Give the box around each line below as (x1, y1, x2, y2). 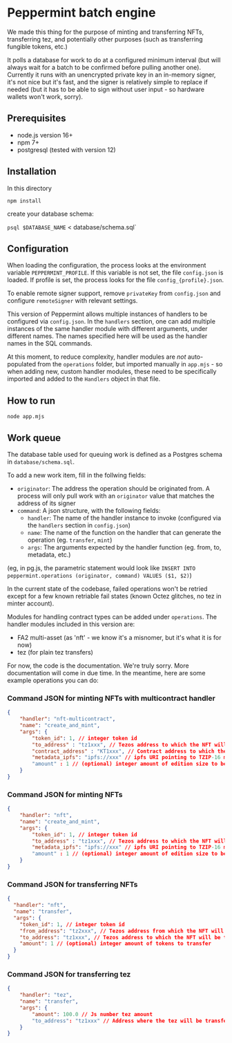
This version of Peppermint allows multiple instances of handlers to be (7, 310, 208, 319)
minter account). (7, 599, 55, 608)
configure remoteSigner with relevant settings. (7, 297, 138, 305)
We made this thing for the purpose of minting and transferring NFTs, (7, 28, 204, 36)
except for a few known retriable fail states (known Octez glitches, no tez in (7, 592, 222, 600)
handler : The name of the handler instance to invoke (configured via (27, 514, 222, 522)
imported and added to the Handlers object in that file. (7, 375, 161, 383)
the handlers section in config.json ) (27, 521, 131, 529)
